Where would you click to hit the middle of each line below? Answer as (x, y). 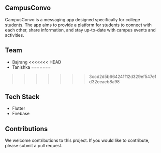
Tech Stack (22, 97)
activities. (15, 35)
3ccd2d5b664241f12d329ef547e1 (123, 76)
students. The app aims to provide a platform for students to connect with (78, 25)
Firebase (21, 114)
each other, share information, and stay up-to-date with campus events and (80, 30)
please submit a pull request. (34, 146)
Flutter (19, 108)
